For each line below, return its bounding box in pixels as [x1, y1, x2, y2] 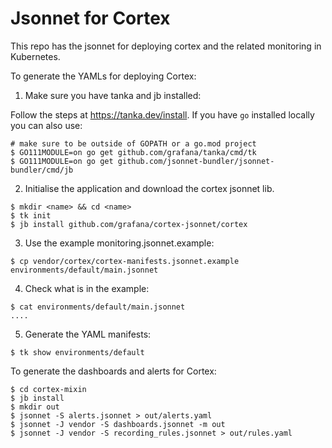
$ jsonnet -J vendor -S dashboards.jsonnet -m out [10, 419, 226, 429]
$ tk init [10, 210, 52, 221]
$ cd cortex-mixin [10, 384, 87, 394]
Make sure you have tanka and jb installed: [24, 89, 202, 101]
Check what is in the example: [24, 282, 150, 294]
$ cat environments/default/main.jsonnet [10, 302, 186, 312]
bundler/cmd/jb [10, 165, 74, 175]
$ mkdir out [10, 402, 60, 412]
